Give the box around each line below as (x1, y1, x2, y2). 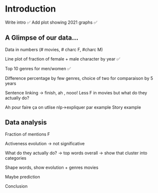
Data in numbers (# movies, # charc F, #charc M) (5, 46, 103, 52)
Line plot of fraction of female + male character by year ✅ (5, 56, 120, 61)
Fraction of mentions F (5, 131, 50, 137)
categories (5, 155, 27, 161)
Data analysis (5, 119, 47, 127)
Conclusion (5, 183, 28, 189)
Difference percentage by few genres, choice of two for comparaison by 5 (5, 75, 154, 81)
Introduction (5, 3, 56, 15)
